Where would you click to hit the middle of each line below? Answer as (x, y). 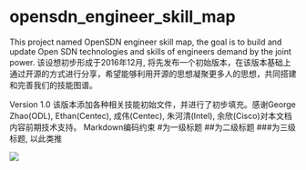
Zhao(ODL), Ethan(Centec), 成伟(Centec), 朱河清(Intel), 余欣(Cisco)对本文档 (151, 115)
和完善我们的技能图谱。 (53, 85)
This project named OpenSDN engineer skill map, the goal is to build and (146, 42)
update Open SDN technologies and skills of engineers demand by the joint (150, 51)
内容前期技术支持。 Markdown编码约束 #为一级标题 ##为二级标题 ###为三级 (153, 127)
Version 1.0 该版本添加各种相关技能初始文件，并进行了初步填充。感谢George (153, 104)
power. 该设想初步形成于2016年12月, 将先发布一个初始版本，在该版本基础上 (150, 62)
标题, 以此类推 (36, 138)
